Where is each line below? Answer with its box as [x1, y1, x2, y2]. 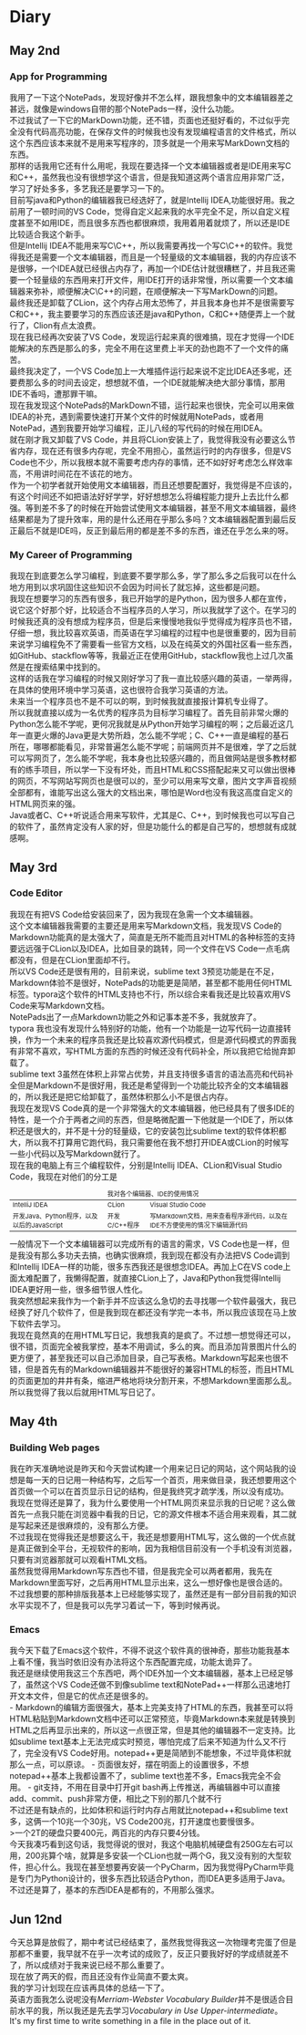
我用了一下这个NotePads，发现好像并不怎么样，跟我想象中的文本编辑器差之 [9, 91, 294, 102]
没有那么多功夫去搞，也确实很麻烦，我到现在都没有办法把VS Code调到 [25, 1250, 290, 1261]
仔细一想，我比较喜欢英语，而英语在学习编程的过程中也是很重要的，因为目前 [9, 628, 297, 639]
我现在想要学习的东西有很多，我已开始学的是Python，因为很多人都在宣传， [9, 593, 291, 604]
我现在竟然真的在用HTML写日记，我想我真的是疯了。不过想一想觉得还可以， [9, 1330, 296, 1341]
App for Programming [9, 70, 107, 83]
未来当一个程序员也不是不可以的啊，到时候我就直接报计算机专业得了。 [9, 696, 273, 707]
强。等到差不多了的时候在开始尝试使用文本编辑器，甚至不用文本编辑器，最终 [9, 502, 297, 513]
